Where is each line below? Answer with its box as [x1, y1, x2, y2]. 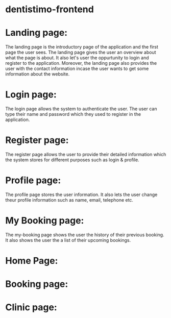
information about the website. [5, 71, 70, 77]
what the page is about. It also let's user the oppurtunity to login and [5, 55, 149, 61]
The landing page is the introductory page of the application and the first [5, 44, 158, 50]
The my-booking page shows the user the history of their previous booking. [5, 231, 164, 238]
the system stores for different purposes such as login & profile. [5, 157, 139, 163]
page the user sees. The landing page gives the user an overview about [5, 50, 157, 56]
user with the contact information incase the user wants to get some [5, 65, 149, 72]
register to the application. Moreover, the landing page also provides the [5, 60, 157, 66]
